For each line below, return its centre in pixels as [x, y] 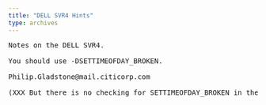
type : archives [33, 23]
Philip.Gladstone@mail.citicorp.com [79, 77]
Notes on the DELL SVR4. [56, 45]
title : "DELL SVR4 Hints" [51, 15]
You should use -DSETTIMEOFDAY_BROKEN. [85, 61]
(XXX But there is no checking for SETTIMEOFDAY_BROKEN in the [133, 92]
